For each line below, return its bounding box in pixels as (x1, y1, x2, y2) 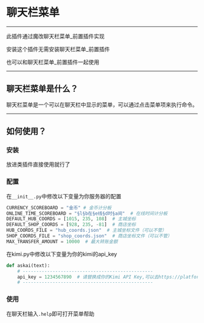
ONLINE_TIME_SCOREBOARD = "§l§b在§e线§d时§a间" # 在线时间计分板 (6, 210, 168, 217)
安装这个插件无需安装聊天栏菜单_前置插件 (6, 45, 110, 52)
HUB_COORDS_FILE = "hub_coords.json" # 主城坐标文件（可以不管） (6, 227, 167, 234)
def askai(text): (6, 262, 50, 268)
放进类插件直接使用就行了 (6, 161, 70, 168)
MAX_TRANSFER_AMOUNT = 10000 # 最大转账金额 (6, 238, 118, 245)
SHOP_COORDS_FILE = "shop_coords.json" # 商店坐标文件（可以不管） (6, 233, 172, 239)
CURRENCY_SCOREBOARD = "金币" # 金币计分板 (6, 204, 112, 210)
